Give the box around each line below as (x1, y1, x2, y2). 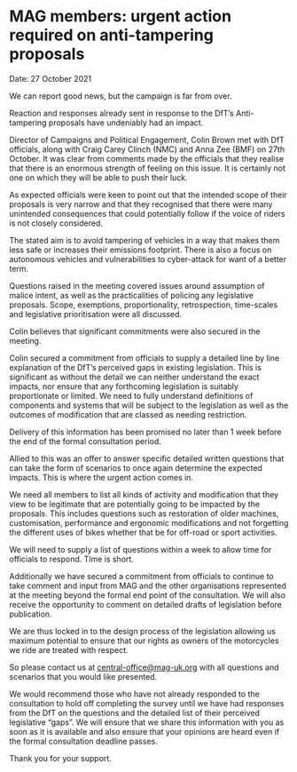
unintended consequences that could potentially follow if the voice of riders (9, 208, 285, 219)
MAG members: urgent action (9, 6, 232, 27)
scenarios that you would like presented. (9, 671, 158, 681)
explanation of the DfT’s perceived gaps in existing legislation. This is (9, 362, 262, 372)
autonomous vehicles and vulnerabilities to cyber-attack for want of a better (9, 253, 287, 264)
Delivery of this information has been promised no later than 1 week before (9, 426, 282, 437)
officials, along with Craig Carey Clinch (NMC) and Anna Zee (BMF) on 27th (9, 144, 285, 155)
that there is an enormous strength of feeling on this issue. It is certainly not (9, 163, 286, 173)
